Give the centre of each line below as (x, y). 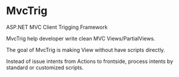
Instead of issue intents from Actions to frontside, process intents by (90, 61)
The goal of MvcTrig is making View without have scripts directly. (86, 50)
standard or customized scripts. (45, 67)
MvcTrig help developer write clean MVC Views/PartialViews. (81, 38)
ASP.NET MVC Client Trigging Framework (57, 27)
